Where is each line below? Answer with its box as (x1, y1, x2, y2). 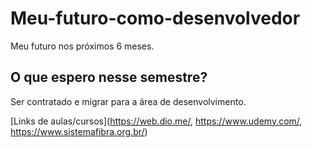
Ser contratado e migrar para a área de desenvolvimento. (10, 95, 247, 107)
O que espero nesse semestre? (10, 69, 208, 86)
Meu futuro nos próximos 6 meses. (10, 40, 155, 52)
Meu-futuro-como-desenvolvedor (10, 7, 301, 30)
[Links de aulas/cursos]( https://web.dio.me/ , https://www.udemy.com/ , (10, 115, 303, 127)
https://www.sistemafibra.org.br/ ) (10, 125, 148, 137)
